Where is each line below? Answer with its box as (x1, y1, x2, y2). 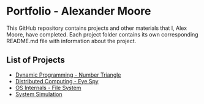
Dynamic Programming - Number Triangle (15, 71, 121, 78)
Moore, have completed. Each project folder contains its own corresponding (6, 30, 198, 38)
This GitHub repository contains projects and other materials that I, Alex (6, 24, 187, 32)
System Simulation (15, 90, 62, 98)
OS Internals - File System (15, 84, 81, 91)
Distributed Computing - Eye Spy (15, 77, 99, 85)
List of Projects (6, 55, 66, 65)
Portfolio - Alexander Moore (6, 4, 151, 18)
